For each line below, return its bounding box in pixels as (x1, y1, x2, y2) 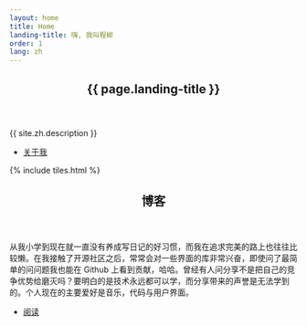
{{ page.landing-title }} (86, 81, 221, 97)
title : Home (9, 22, 55, 31)
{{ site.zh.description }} (9, 127, 98, 138)
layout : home (9, 13, 59, 23)
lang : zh (9, 47, 43, 57)
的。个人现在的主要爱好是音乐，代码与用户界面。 (9, 287, 194, 298)
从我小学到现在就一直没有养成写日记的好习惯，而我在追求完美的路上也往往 (9, 241, 290, 252)
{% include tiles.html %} (9, 164, 101, 175)
